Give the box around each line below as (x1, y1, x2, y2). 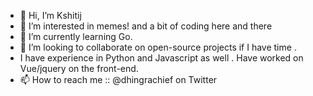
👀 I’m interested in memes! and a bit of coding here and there (19, 20, 273, 32)
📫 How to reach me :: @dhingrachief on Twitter (19, 74, 218, 85)
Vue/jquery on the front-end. (19, 63, 139, 74)
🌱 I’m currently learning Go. (19, 31, 133, 42)
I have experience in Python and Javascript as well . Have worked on (19, 52, 304, 64)
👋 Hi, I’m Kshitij (19, 10, 82, 21)
